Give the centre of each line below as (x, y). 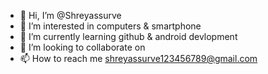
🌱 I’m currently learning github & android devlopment (128, 36)
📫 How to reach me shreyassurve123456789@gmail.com (138, 58)
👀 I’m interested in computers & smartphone (110, 26)
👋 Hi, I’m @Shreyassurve (70, 15)
